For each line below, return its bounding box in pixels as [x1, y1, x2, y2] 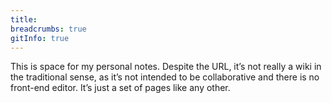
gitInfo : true [10, 33, 70, 43]
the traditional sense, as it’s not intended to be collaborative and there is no [10, 71, 320, 83]
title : [10, 14, 38, 25]
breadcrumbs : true [10, 24, 87, 34]
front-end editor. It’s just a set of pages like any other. [10, 82, 231, 94]
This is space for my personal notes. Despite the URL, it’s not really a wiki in [10, 61, 322, 73]
